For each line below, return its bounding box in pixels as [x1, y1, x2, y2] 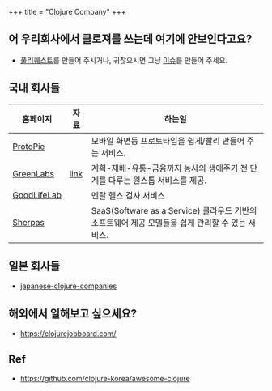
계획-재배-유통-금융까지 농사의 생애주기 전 [91, 162, 249, 173]
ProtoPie [12, 141, 45, 152]
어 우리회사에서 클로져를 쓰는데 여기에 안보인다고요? [8, 32, 253, 46]
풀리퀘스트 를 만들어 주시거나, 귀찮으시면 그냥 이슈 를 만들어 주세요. [19, 55, 228, 65]
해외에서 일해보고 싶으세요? [8, 307, 138, 321]
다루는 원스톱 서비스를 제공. [108, 174, 207, 185]
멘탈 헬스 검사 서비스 [91, 189, 166, 201]
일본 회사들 [8, 259, 61, 274]
